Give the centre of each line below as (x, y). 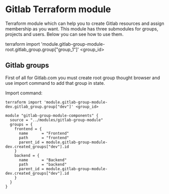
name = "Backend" (43, 160)
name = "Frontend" (44, 133)
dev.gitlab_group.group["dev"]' (39, 107)
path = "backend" (43, 164)
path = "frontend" (44, 138)
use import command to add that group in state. (55, 83)
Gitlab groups (27, 65)
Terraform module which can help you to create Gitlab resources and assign (85, 23)
